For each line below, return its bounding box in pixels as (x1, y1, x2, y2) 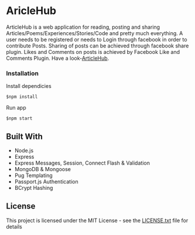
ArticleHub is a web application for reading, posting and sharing (6, 23, 160, 30)
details (6, 223, 22, 230)
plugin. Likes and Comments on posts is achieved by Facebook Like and (6, 48, 180, 55)
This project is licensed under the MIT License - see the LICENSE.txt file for (6, 217, 189, 224)
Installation (6, 69, 39, 77)
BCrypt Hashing (14, 185, 53, 192)
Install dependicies (6, 83, 52, 90)
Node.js (14, 147, 34, 154)
